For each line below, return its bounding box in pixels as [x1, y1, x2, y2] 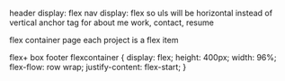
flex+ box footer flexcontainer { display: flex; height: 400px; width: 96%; [9, 52, 277, 62]
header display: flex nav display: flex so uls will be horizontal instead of [9, 8, 272, 18]
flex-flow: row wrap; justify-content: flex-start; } [9, 62, 187, 72]
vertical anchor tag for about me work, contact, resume [9, 17, 214, 28]
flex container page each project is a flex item [9, 35, 179, 45]
